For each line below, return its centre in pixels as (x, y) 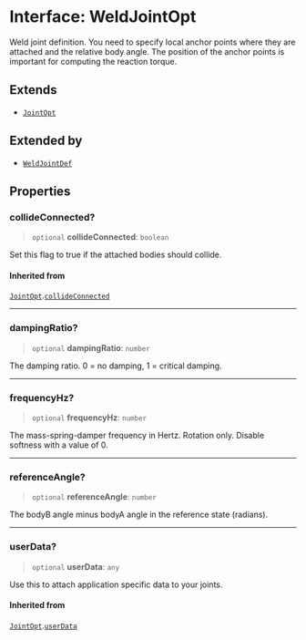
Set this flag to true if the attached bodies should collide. (116, 255)
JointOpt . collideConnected (60, 296)
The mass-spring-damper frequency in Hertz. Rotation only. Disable (137, 436)
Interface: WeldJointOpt (103, 17)
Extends (33, 90)
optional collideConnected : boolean (100, 237)
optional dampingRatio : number (91, 347)
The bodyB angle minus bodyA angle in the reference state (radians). (139, 515)
